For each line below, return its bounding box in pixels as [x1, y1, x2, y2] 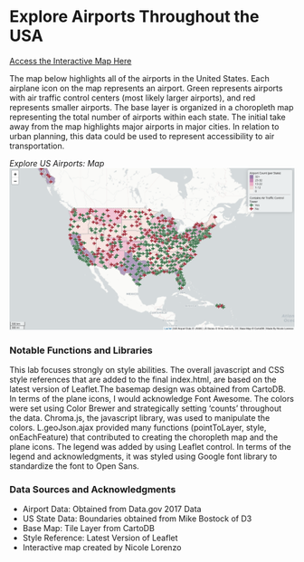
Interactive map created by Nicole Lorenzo [22, 542, 182, 553]
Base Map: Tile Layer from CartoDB [22, 523, 156, 534]
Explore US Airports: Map [9, 157, 105, 168]
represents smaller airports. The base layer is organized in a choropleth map [9, 101, 294, 112]
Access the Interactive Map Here [9, 55, 132, 66]
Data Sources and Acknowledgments [9, 482, 176, 495]
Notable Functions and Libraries [9, 344, 154, 357]
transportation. [9, 140, 65, 151]
